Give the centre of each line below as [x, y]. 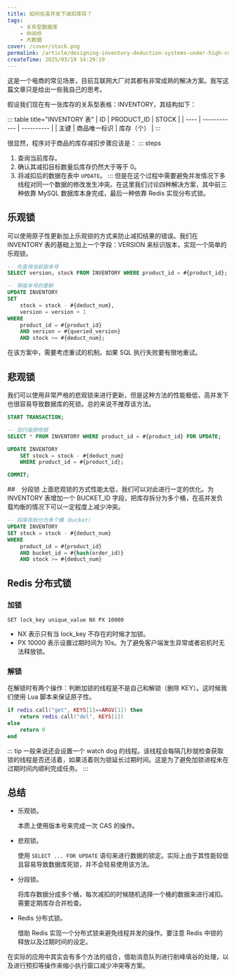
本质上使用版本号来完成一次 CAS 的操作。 [78, 826]
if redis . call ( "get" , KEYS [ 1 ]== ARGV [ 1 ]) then [75, 710]
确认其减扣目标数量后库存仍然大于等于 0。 [79, 167]
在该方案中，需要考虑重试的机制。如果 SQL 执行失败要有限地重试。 [104, 353]
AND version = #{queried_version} [70, 331]
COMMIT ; [19, 475]
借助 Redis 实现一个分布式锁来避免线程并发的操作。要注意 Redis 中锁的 [120, 933]
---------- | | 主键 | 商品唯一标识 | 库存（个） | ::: [91, 128]
